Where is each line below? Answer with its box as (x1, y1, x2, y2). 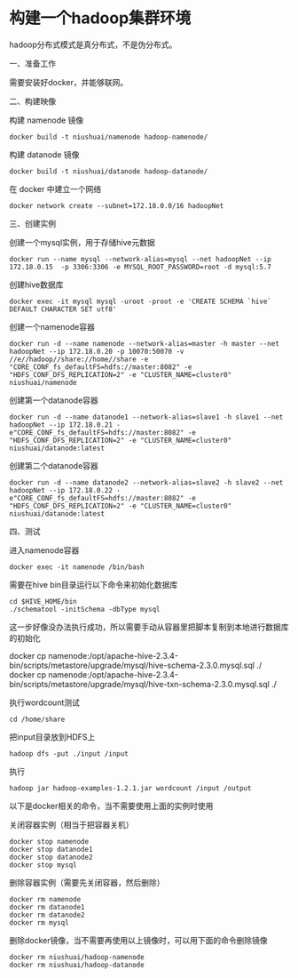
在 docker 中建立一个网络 (9, 183, 102, 194)
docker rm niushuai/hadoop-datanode (9, 960, 145, 969)
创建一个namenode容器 (9, 321, 95, 332)
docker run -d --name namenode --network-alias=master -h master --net (9, 339, 279, 348)
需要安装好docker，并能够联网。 (9, 76, 129, 87)
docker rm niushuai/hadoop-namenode (9, 952, 145, 961)
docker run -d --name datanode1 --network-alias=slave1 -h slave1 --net (9, 413, 284, 421)
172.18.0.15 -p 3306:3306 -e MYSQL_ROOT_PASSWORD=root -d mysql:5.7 (9, 262, 272, 271)
